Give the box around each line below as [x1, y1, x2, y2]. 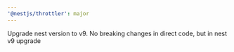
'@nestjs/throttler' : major [7, 10, 90, 17]
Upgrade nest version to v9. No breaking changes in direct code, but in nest [7, 29, 227, 37]
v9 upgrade [7, 36, 41, 45]
